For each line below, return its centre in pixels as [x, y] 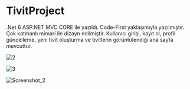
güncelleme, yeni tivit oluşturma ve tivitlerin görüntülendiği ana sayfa [90, 39]
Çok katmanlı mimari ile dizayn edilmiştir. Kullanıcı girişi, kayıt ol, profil [91, 33]
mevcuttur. [19, 46]
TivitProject [35, 11]
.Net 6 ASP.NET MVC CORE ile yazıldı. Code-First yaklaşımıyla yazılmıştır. [95, 27]
